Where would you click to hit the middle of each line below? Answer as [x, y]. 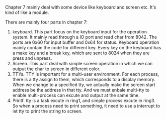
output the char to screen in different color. [56, 69]
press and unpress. [32, 58]
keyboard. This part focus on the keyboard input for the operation [80, 32]
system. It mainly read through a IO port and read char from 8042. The [85, 37]
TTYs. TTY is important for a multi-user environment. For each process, [85, 74]
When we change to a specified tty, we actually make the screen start [84, 85]
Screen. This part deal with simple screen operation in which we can [83, 63]
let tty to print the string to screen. [47, 111]
